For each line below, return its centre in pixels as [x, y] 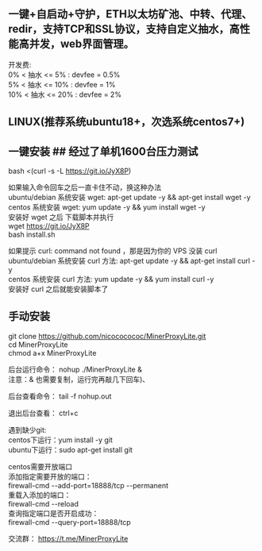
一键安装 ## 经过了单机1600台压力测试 [103, 151]
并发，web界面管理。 [82, 44]
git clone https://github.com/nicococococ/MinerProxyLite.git [107, 336]
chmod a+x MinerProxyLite [52, 353]
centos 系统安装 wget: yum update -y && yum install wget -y [107, 207]
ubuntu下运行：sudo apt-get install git [71, 449]
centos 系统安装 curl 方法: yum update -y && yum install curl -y [111, 279]
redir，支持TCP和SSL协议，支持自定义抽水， [119, 29]
